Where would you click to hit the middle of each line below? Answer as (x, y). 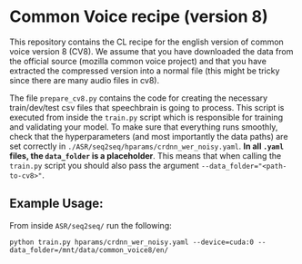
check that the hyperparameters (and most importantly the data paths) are (149, 136)
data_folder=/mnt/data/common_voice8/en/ (89, 250)
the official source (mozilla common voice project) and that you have (138, 61)
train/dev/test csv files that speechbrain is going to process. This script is (147, 107)
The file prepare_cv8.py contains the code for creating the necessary (139, 98)
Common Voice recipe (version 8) (139, 17)
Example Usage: (56, 204)
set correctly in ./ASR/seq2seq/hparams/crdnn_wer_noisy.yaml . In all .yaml (147, 146)
